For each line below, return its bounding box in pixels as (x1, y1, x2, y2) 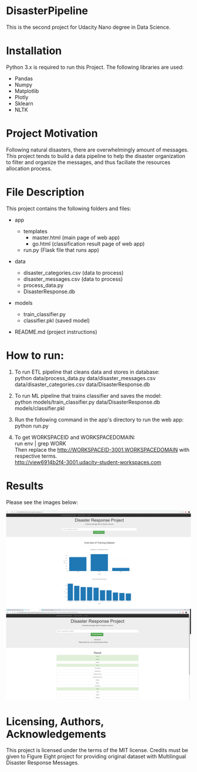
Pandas (14, 75, 33, 82)
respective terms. (14, 452, 57, 459)
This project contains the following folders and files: (6, 204, 132, 212)
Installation (6, 44, 62, 58)
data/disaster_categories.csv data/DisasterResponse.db (14, 381, 151, 388)
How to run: (6, 348, 64, 362)
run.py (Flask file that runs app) (23, 246, 100, 253)
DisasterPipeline (6, 4, 89, 18)
